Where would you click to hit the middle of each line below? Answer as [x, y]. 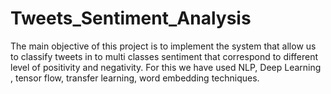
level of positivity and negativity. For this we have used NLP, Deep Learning [166, 67]
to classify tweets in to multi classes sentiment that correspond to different [164, 56]
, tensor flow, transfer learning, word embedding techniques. [135, 78]
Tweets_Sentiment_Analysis [131, 18]
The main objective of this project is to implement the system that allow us [163, 46]
